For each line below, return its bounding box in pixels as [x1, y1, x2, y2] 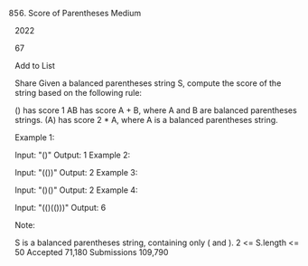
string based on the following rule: [14, 88, 143, 98]
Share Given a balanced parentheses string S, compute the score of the [14, 78, 282, 89]
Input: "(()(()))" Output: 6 [14, 203, 107, 213]
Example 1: [14, 132, 55, 143]
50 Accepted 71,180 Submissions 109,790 [14, 247, 169, 257]
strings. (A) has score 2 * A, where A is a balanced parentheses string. [14, 115, 278, 125]
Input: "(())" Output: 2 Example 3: [14, 167, 138, 177]
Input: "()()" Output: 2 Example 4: [14, 185, 138, 195]
